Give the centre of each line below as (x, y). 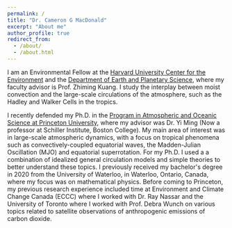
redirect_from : (29, 40)
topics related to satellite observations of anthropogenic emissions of (106, 211)
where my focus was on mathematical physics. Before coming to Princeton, (115, 181)
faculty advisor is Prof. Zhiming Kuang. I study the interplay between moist (114, 87)
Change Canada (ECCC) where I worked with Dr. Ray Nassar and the (105, 196)
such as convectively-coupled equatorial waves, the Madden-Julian (104, 145)
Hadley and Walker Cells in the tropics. (63, 101)
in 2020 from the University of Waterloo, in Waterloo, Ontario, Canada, (108, 174)
